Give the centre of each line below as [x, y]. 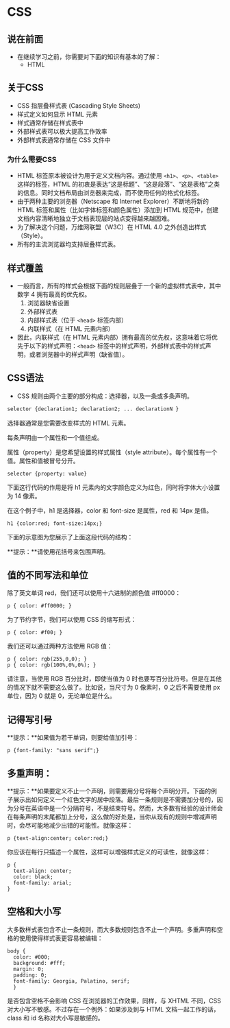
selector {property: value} [47, 474]
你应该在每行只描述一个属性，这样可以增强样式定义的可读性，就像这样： [109, 852]
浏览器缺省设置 [48, 303]
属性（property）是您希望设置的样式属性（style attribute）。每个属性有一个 [112, 452]
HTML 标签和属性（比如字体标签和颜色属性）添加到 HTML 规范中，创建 [118, 210]
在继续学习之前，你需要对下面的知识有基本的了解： [89, 57]
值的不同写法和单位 [48, 575]
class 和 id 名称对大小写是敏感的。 [55, 1018]
